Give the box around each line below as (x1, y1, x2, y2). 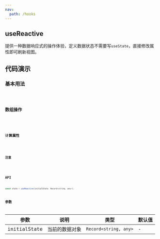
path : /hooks (9, 12, 36, 16)
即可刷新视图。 (9, 49, 39, 55)
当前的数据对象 (47, 226, 81, 233)
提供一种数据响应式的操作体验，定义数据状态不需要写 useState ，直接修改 (5, 43, 150, 49)
